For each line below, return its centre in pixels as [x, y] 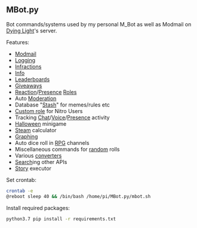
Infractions [28, 66]
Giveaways [28, 86]
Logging [25, 60]
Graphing [26, 136]
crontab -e [20, 191]
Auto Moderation [36, 98]
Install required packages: [38, 208]
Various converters [38, 156]
